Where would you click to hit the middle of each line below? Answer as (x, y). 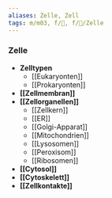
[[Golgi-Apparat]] (60, 127)
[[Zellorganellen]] (49, 101)
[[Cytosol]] (38, 169)
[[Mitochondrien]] (60, 135)
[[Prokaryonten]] (58, 85)
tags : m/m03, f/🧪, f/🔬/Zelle (56, 23)
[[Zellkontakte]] (46, 185)
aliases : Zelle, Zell (44, 15)
